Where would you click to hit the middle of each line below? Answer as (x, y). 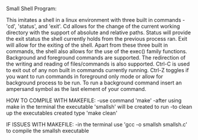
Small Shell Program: (32, 9)
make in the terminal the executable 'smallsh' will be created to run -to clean (99, 107)
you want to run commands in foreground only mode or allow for (85, 76)
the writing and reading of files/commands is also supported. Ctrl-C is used (98, 64)
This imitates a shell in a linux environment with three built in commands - (95, 20)
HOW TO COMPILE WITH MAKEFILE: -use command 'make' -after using (94, 100)
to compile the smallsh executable (48, 131)
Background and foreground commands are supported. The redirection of (96, 58)
